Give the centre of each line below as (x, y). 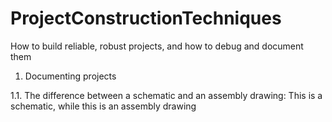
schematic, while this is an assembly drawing (103, 106)
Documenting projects (70, 76)
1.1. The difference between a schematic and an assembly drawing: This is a (166, 95)
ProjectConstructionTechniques (146, 18)
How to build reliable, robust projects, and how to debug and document (157, 46)
